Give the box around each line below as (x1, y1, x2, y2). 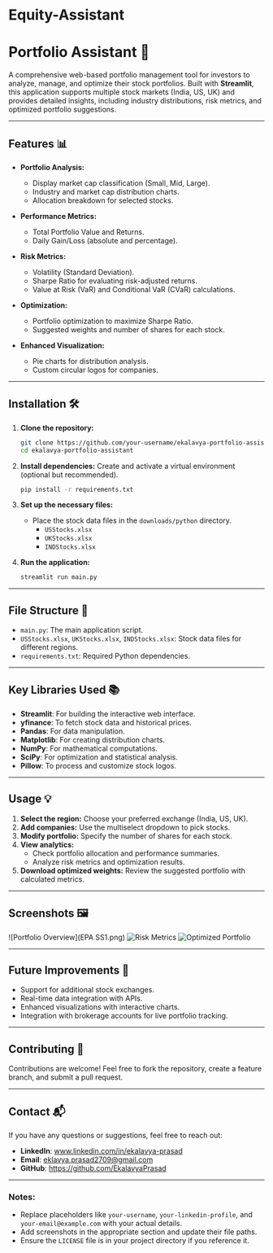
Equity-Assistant (8, 6, 125, 24)
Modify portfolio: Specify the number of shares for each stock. (19, 830, 233, 840)
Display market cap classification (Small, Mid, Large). (32, 177, 210, 188)
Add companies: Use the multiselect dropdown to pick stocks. (19, 822, 231, 832)
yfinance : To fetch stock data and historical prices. (19, 717, 193, 727)
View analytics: (19, 839, 75, 849)
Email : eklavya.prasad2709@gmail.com (19, 1154, 154, 1164)
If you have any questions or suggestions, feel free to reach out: (8, 1130, 223, 1140)
